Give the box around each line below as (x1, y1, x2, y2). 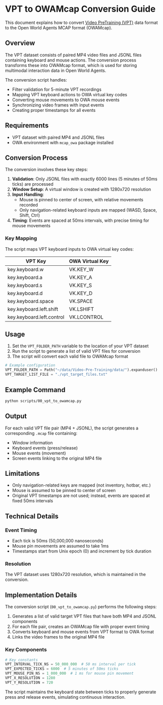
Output (5, 412, 27, 421)
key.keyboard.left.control (7, 314, 65, 320)
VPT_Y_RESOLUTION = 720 (5, 680, 54, 685)
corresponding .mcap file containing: (5, 430, 78, 436)
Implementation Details (5, 591, 77, 599)
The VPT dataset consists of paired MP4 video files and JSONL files (5, 52, 142, 58)
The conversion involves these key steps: (5, 167, 88, 172)
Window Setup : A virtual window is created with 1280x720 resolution (12, 187, 151, 192)
